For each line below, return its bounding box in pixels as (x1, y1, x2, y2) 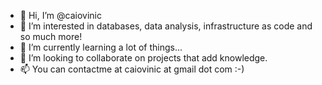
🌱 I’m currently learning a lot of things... (19, 41, 183, 53)
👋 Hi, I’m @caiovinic (19, 10, 102, 21)
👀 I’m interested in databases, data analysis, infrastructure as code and (19, 20, 313, 32)
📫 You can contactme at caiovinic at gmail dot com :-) (19, 63, 245, 75)
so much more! (19, 31, 83, 42)
